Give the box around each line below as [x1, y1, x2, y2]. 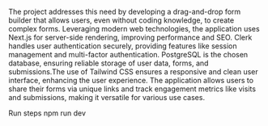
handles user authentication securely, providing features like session [8, 41, 237, 51]
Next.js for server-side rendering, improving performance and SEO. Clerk [8, 32, 253, 42]
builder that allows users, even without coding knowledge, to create [8, 15, 235, 25]
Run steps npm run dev [8, 108, 87, 118]
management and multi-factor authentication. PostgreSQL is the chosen [8, 50, 249, 59]
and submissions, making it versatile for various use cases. [8, 93, 205, 102]
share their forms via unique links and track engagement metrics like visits [8, 84, 257, 94]
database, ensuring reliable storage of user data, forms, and [8, 58, 209, 68]
